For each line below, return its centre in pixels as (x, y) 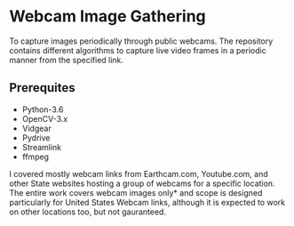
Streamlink (42, 147)
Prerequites (42, 88)
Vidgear (36, 128)
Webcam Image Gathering (107, 16)
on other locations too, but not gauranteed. (88, 212)
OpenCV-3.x (45, 118)
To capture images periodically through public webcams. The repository (141, 41)
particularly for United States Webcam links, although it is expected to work (147, 202)
